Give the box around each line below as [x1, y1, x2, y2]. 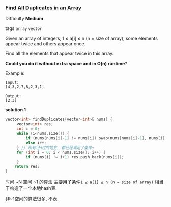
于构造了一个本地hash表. [5, 185, 57, 191]
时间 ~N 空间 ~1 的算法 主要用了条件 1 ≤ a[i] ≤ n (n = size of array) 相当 [5, 179, 164, 185]
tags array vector [5, 25, 42, 32]
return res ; [14, 164, 40, 169]
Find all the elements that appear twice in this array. [5, 50, 114, 57]
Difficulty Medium [5, 16, 43, 22]
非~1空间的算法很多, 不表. [5, 195, 59, 202]
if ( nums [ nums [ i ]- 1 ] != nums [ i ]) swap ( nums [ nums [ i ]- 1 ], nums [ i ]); [25, 135, 169, 141]
